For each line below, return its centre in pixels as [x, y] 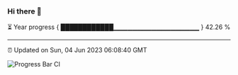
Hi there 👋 [25, 11]
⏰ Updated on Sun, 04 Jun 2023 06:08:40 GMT [77, 50]
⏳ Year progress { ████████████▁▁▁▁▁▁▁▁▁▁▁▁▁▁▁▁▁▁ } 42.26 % [119, 27]
